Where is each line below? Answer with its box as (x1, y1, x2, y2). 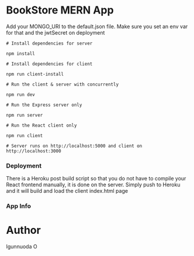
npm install (6, 50, 35, 56)
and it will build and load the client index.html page (6, 187, 129, 194)
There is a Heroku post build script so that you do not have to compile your (6, 175, 186, 182)
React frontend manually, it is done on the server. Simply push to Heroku (6, 181, 181, 188)
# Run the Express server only (6, 102, 82, 108)
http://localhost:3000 (6, 148, 61, 154)
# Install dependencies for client (6, 61, 93, 67)
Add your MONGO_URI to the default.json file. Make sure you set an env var (6, 23, 188, 30)
